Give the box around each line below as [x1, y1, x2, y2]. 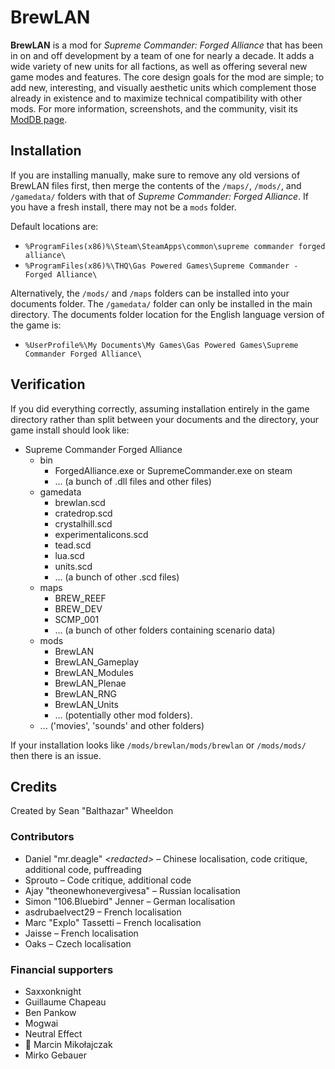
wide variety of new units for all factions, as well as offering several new [10, 60, 308, 72]
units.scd [54, 560, 93, 572]
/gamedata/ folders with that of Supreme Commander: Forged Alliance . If [10, 190, 309, 202]
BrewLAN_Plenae [54, 677, 127, 689]
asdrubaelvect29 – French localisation [24, 906, 182, 918]
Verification [10, 376, 86, 393]
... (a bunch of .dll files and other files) [54, 475, 212, 487]
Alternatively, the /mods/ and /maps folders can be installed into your [10, 287, 290, 299]
